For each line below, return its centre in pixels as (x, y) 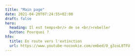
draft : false (18, 19)
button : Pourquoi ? (29, 32)
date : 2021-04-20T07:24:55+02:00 (39, 14)
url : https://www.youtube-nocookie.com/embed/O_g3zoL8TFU (70, 46)
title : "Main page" (25, 9)
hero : (11, 23)
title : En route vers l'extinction (46, 41)
